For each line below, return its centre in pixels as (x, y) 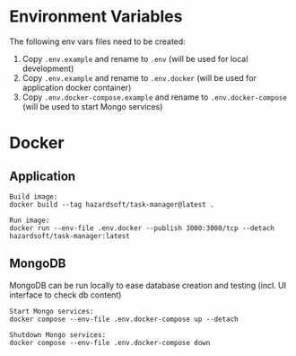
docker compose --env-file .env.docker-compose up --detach (124, 319)
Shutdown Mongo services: (57, 334)
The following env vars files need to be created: (97, 41)
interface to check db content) (65, 295)
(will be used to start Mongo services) (92, 106)
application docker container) (77, 87)
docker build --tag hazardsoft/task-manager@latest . (112, 204)
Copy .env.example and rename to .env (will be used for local (135, 58)
